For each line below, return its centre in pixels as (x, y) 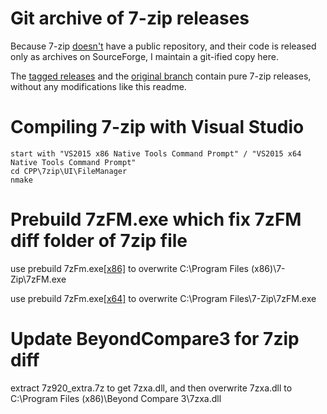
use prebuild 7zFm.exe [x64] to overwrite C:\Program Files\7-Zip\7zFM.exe (163, 298)
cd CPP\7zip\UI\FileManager (69, 171)
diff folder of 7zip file (99, 241)
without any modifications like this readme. (98, 86)
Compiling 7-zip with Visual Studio (157, 127)
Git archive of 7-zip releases (130, 18)
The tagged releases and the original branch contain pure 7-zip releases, (161, 76)
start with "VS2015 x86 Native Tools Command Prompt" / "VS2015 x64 (156, 153)
